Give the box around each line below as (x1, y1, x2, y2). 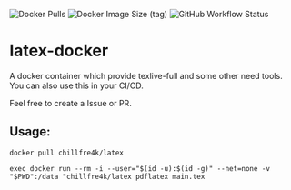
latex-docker (9, 41, 109, 61)
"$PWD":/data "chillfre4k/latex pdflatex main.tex (9, 172, 206, 181)
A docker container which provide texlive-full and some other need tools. (9, 70, 284, 81)
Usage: (9, 124, 52, 140)
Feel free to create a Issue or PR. (9, 97, 132, 108)
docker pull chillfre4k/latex (9, 148, 125, 157)
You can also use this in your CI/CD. (9, 80, 144, 91)
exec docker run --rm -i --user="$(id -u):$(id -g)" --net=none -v (9, 164, 271, 173)
